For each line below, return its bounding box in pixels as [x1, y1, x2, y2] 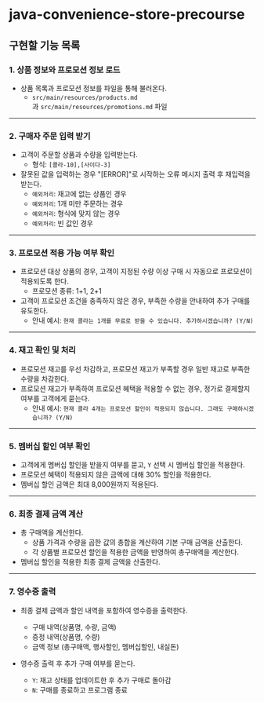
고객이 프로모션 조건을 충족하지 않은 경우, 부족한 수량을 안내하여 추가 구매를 [20, 296, 251, 305]
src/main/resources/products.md [31, 93, 138, 101]
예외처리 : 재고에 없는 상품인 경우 [31, 189, 127, 199]
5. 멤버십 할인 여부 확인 [9, 441, 91, 452]
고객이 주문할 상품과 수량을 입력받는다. [20, 150, 138, 159]
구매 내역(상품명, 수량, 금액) [31, 622, 117, 631]
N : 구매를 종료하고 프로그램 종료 [31, 685, 128, 694]
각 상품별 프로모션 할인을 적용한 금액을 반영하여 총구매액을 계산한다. [31, 547, 240, 557]
